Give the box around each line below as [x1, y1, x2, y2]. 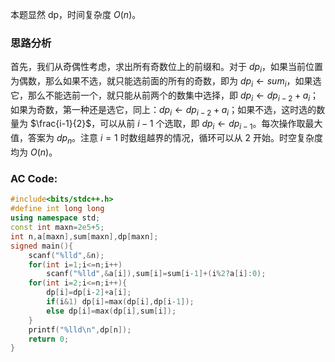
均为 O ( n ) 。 [10, 146, 58, 158]
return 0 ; [28, 334, 70, 344]
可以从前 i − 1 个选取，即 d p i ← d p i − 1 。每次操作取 [99, 118, 306, 132]
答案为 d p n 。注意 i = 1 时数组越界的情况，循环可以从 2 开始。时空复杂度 [27, 132, 324, 147]
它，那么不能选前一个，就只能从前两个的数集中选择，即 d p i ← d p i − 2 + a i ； [10, 89, 320, 103]
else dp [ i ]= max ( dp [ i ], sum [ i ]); [46, 306, 177, 316]
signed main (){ [10, 241, 74, 251]
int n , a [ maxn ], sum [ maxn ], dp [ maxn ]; [10, 231, 159, 242]
